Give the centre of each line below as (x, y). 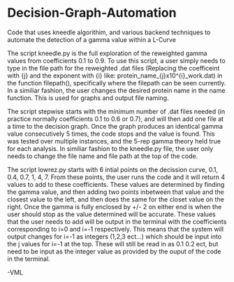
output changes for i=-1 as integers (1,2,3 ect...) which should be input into (115, 237)
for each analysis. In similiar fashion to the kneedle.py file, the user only (110, 148)
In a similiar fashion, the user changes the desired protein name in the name (116, 90)
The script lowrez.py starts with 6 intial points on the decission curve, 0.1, (113, 169)
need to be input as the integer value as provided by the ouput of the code (114, 251)
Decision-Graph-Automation (92, 13)
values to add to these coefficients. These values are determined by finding (116, 184)
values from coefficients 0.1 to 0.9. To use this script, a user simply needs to (116, 60)
